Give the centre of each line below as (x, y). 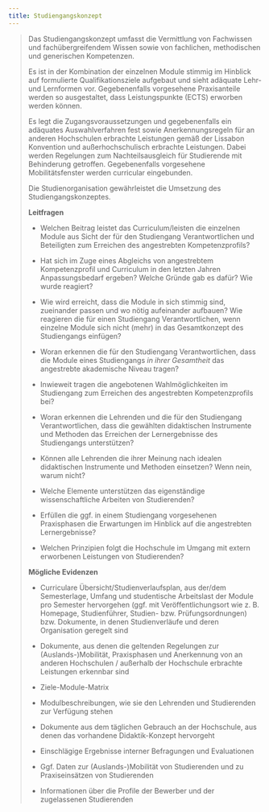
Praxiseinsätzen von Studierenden (97, 775)
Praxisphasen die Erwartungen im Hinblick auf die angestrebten (146, 523)
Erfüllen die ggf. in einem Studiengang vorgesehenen (128, 515)
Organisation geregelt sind (84, 630)
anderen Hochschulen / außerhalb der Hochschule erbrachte (141, 663)
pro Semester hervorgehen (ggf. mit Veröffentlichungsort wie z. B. (150, 604)
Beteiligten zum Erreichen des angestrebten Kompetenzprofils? (145, 245)
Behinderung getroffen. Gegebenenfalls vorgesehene (116, 164)
